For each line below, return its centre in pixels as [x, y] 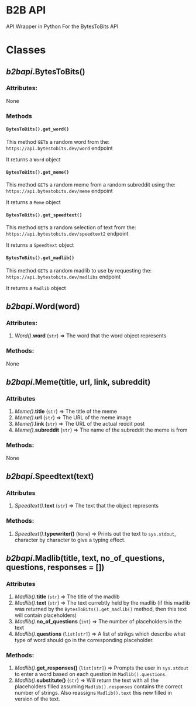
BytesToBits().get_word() [37, 129]
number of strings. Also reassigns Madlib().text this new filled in [93, 693]
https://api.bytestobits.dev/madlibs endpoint [63, 277]
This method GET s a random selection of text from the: [71, 227]
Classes [26, 50]
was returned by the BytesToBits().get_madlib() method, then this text [101, 609]
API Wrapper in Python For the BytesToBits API [62, 26]
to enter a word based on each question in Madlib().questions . [90, 674]
